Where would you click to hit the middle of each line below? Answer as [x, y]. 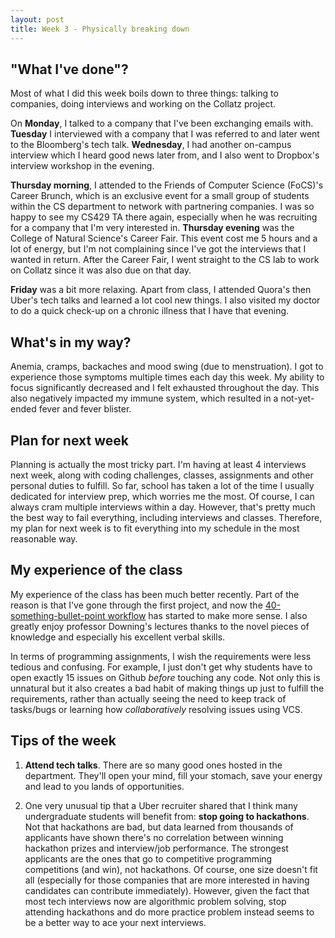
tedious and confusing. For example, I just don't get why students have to [161, 667]
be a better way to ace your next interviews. [115, 922]
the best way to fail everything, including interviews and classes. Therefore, [166, 517]
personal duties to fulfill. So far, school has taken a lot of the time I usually [162, 485]
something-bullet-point [58, 615]
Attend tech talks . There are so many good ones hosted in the [153, 765]
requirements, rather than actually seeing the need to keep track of [148, 698]
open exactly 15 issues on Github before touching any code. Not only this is [165, 677]
